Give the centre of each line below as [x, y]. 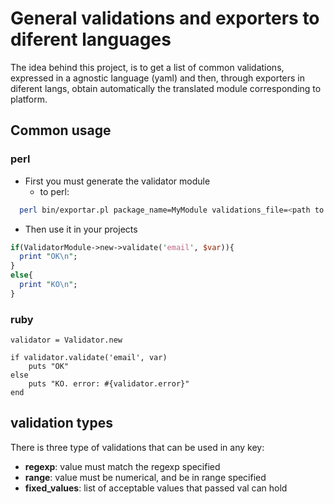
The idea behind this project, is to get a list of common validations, [147, 67]
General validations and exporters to [165, 18]
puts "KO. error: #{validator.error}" [109, 384]
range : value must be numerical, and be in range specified [145, 477]
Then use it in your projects [81, 229]
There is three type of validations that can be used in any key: [137, 447]
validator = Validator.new [66, 340]
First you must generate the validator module [117, 181]
